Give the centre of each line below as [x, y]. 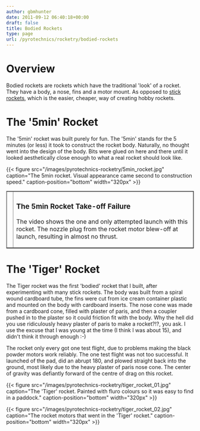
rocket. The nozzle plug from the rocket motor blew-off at [97, 229]
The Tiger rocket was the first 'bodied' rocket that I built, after [82, 286]
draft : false [22, 23]
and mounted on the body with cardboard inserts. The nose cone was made [99, 305]
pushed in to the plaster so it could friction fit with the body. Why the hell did [100, 317]
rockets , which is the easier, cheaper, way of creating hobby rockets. [91, 98]
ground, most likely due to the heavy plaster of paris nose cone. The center [99, 367]
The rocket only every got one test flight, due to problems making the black [99, 348]
